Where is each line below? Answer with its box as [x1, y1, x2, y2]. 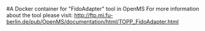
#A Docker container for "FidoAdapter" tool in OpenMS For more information [6, 5, 199, 12]
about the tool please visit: [6, 12, 73, 19]
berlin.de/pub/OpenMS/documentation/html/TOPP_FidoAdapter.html [6, 18, 179, 25]
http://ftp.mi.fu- [74, 12, 113, 19]
